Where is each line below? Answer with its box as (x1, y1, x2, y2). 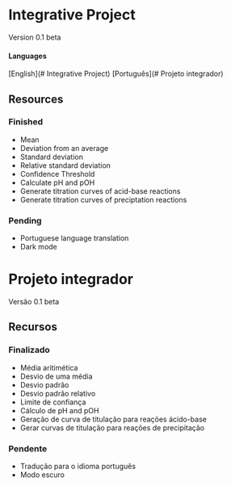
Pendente (8, 442, 48, 454)
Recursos (8, 321, 58, 334)
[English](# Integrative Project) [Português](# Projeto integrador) (8, 69, 224, 78)
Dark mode (19, 242, 58, 252)
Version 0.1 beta (8, 32, 61, 42)
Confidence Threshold (19, 169, 95, 178)
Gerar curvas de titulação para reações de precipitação (19, 422, 204, 433)
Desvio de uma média (19, 371, 93, 381)
